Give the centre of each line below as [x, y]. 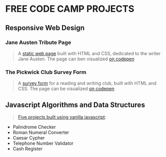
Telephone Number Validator [43, 143]
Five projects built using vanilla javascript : [62, 117]
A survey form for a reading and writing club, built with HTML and [87, 83]
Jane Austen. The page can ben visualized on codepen [76, 59]
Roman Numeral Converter [41, 132]
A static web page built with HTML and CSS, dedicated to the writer [89, 53]
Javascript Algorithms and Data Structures [75, 105]
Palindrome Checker [34, 127]
